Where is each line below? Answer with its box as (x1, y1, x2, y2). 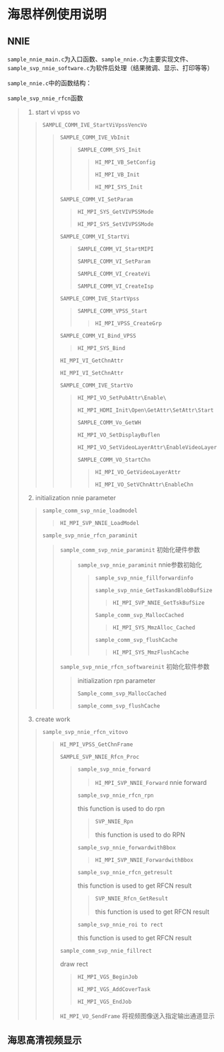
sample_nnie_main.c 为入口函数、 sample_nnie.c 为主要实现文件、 (7, 55, 192, 63)
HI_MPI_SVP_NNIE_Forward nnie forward (95, 779, 207, 786)
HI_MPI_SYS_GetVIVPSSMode (77, 208, 154, 215)
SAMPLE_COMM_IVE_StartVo (59, 382, 134, 389)
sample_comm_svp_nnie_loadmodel (42, 507, 138, 514)
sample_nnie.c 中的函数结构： (7, 79, 93, 87)
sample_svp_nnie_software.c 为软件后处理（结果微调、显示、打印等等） (7, 64, 214, 72)
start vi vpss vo (35, 108, 80, 116)
